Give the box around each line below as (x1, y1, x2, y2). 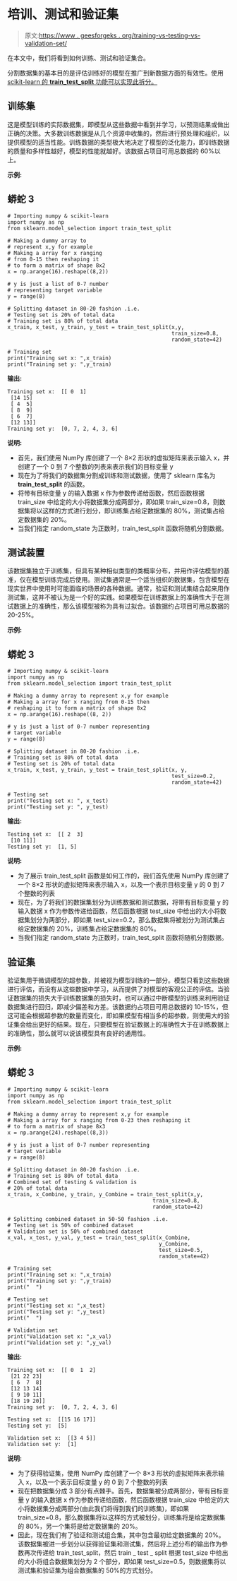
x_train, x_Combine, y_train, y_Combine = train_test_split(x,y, (7, 1191, 203, 1198)
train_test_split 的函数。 (17, 479, 90, 488)
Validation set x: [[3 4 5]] (7, 1434, 97, 1441)
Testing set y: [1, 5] (7, 843, 78, 851)
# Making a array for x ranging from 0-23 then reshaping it (7, 1116, 191, 1123)
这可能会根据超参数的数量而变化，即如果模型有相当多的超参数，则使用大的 (7, 1011, 224, 1020)
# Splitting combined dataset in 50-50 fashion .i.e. (7, 1215, 169, 1222)
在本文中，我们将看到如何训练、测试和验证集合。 (7, 54, 150, 62)
